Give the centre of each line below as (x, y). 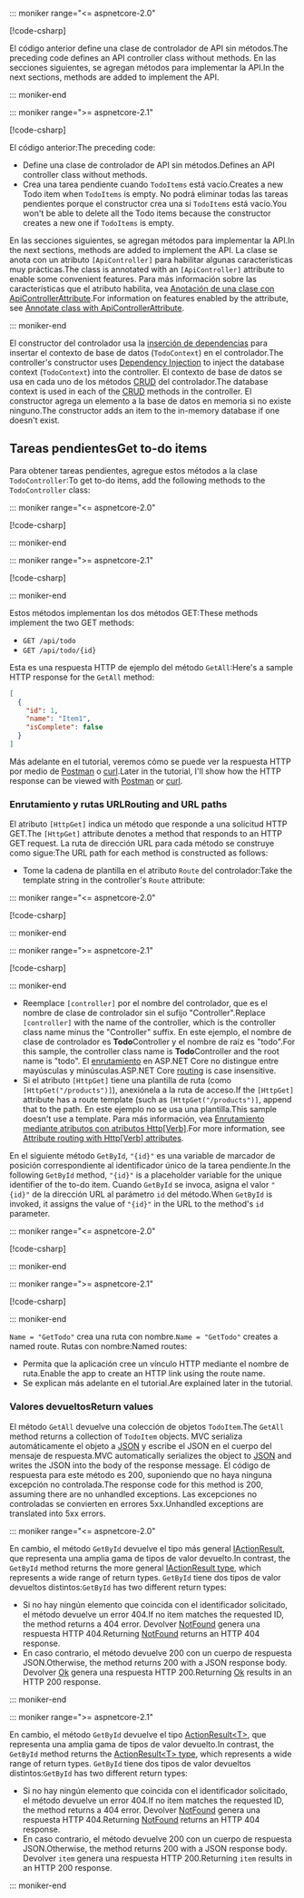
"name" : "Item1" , (59, 719)
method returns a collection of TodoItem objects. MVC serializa (126, 1436)
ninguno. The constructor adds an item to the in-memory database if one (144, 411)
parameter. (30, 1214)
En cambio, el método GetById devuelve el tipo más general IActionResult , (147, 1548)
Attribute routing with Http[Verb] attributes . (103, 1139)
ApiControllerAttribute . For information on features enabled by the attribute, (149, 298)
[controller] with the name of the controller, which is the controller (149, 1022)
